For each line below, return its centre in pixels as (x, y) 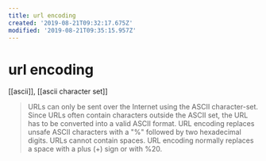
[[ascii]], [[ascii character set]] (58, 91)
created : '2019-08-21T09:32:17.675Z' (71, 23)
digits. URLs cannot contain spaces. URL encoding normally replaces (141, 140)
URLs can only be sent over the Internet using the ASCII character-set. (143, 107)
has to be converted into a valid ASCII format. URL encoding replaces (141, 124)
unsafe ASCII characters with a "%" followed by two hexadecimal (135, 132)
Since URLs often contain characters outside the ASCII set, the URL (138, 115)
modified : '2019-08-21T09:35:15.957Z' (72, 30)
